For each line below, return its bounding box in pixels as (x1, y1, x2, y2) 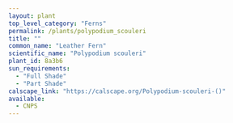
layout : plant (8, 11, 57, 20)
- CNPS (15, 102, 38, 110)
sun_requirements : (8, 65, 70, 73)
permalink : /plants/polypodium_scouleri (8, 27, 147, 35)
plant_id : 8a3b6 (8, 57, 63, 66)
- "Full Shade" (15, 72, 67, 80)
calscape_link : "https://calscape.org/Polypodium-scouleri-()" (8, 87, 227, 95)
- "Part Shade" (15, 79, 67, 87)
